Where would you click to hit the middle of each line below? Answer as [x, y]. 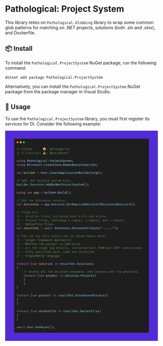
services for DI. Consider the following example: [53, 124]
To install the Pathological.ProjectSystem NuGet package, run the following [81, 63]
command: [16, 68]
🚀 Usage [18, 107]
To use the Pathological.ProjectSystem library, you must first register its [77, 119]
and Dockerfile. [20, 33]
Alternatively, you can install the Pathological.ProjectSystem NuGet [73, 86]
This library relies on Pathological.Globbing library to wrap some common [79, 22]
